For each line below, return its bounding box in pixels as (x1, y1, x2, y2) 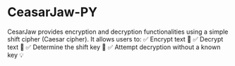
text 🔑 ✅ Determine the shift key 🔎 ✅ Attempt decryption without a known (7, 43, 221, 51)
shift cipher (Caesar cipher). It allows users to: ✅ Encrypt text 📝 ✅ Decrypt (7, 34, 224, 43)
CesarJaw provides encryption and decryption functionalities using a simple (7, 27, 229, 36)
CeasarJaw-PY (7, 4, 97, 20)
